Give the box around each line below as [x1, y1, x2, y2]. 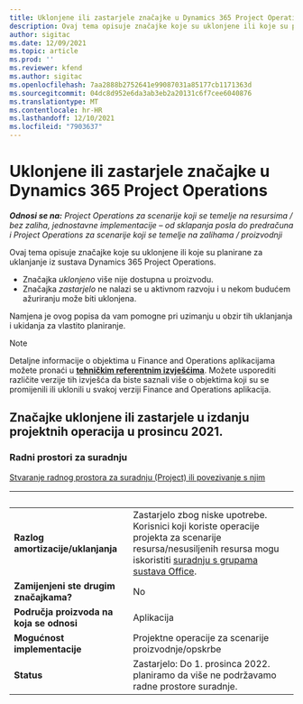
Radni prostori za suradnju [9, 451, 128, 464]
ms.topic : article [9, 47, 78, 56]
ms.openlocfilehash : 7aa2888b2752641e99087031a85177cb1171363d [9, 80, 252, 89]
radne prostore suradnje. [133, 680, 238, 692]
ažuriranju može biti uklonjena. [22, 292, 137, 303]
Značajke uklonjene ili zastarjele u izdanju [9, 410, 250, 425]
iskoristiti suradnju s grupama [133, 553, 259, 566]
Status [14, 669, 43, 681]
